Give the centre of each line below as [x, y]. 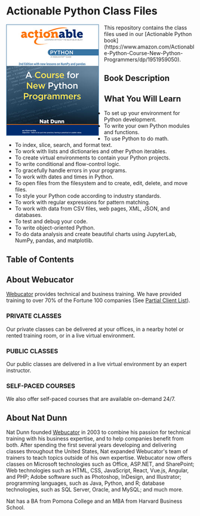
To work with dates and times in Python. [64, 177]
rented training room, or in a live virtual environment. [71, 335]
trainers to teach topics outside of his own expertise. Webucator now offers [99, 458]
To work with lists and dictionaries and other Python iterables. [91, 152]
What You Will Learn [143, 99]
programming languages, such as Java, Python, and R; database [86, 483]
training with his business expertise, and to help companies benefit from [95, 439]
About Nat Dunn [37, 418]
